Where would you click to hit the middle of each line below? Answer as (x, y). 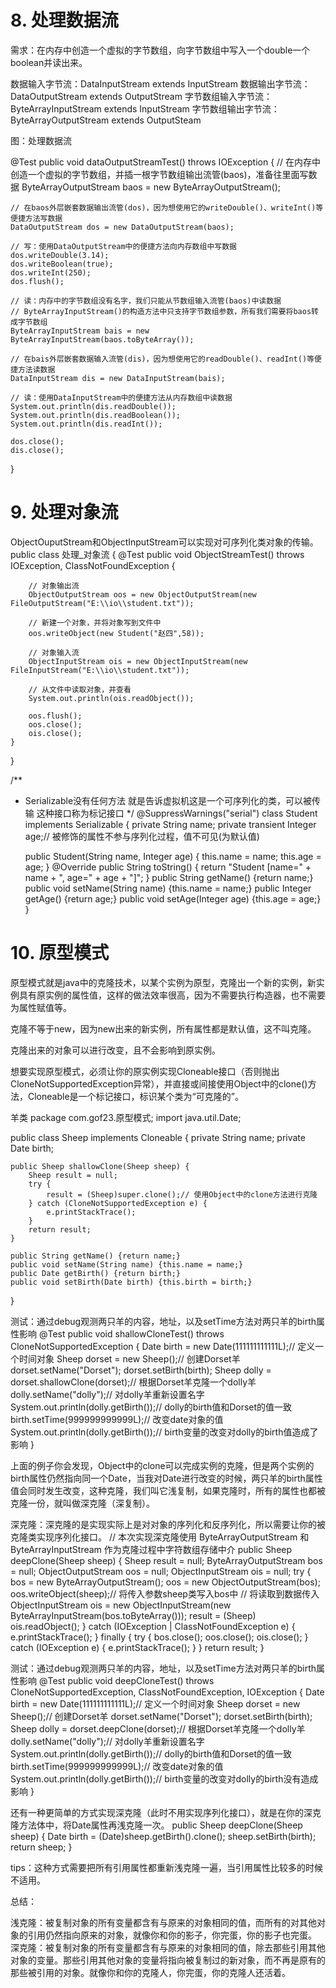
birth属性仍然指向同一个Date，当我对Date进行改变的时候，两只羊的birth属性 (166, 1478)
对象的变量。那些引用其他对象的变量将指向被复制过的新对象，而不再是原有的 (168, 1960)
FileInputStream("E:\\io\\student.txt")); (100, 670)
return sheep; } (41, 1847)
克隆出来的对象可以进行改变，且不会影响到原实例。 (115, 1050)
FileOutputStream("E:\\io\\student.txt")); (102, 603)
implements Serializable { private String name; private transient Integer (170, 824)
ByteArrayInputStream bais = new (80, 331)
